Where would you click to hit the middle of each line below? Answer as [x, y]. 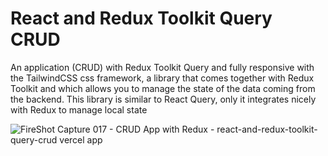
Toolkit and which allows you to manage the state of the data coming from [163, 88]
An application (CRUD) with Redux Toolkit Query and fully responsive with [162, 67]
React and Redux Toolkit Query [141, 18]
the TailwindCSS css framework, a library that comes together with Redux [162, 78]
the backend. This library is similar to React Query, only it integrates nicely [163, 99]
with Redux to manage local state [79, 109]
